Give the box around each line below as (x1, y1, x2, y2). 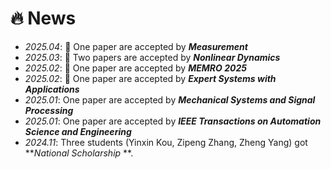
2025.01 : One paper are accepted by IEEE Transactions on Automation (24, 115, 322, 127)
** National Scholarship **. (24, 147, 134, 159)
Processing (24, 104, 74, 116)
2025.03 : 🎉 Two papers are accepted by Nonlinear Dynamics (24, 51, 281, 63)
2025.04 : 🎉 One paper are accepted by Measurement (24, 40, 248, 52)
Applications (24, 83, 80, 95)
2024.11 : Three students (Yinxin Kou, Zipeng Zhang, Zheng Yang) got (24, 136, 308, 148)
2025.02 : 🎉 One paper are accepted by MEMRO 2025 (24, 62, 247, 74)
